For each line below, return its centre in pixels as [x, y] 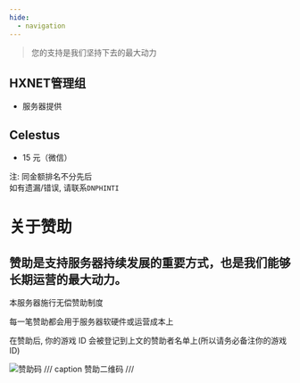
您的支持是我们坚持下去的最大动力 [94, 52]
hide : [19, 17]
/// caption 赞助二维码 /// [89, 369]
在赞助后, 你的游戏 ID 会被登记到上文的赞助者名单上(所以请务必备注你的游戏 [148, 341]
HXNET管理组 [48, 83]
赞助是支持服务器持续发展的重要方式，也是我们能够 [150, 263]
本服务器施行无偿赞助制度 [56, 303]
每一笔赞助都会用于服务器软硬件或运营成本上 [92, 321]
